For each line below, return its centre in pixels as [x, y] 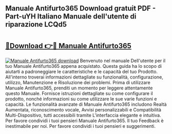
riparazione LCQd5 [36, 24]
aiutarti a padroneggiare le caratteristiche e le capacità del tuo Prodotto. [82, 72]
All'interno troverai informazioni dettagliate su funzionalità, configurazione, [84, 77]
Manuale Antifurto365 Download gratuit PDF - [80, 8]
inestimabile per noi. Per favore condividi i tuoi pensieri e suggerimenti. [80, 126]
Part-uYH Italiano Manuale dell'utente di [71, 17]
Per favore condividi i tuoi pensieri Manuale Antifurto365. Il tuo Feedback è [84, 121]
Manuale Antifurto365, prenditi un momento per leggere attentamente [79, 88]
